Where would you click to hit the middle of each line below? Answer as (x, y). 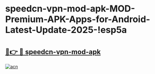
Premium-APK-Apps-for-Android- (78, 19)
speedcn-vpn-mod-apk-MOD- (70, 9)
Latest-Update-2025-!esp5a (66, 30)
